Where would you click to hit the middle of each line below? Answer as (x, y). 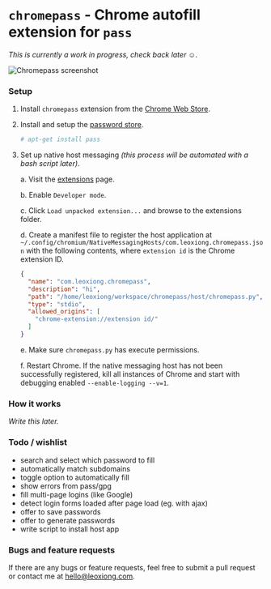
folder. (31, 220)
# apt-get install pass (60, 139)
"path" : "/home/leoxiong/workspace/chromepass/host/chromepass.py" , (146, 297)
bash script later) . (50, 164)
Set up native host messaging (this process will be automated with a (134, 155)
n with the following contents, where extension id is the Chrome (127, 251)
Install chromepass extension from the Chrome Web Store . (115, 109)
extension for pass (70, 32)
